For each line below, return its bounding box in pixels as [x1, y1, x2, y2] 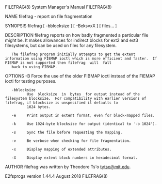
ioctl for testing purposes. [5, 78, 57, 84]
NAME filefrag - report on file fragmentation [5, 14, 93, 19]
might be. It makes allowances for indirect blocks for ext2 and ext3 [5, 37, 138, 43]
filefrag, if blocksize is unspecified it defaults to [5, 100, 118, 105]
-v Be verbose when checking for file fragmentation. [11, 138, 131, 143]
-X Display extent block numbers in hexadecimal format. [11, 155, 138, 160]
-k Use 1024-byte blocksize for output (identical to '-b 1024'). [11, 122, 158, 126]
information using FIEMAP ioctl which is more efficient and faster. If [5, 56, 158, 61]
